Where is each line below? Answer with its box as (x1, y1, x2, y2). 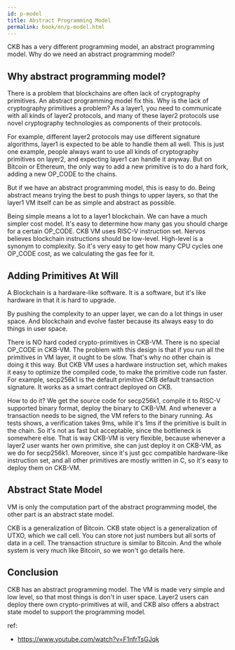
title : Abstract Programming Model (7, 17, 112, 24)
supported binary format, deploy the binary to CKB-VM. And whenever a (7, 404, 217, 412)
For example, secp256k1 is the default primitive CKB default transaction (7, 375, 214, 384)
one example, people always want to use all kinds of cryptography (7, 148, 199, 156)
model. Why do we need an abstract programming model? (7, 50, 175, 58)
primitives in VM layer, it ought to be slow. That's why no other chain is (7, 353, 212, 361)
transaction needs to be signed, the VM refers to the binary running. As (7, 412, 213, 420)
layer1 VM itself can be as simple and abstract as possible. (7, 198, 177, 207)
